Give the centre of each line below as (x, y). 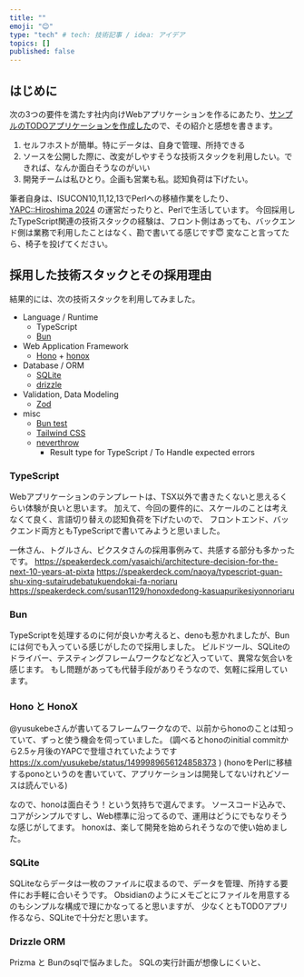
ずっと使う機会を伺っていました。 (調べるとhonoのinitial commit (161, 739)
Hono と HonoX (44, 707)
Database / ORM (53, 365)
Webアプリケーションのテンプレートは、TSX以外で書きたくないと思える (145, 497)
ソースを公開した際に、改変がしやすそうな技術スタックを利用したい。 (153, 156)
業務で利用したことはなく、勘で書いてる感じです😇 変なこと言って (157, 232)
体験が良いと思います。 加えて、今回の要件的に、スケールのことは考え (157, 508)
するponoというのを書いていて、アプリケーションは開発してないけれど (142, 773)
